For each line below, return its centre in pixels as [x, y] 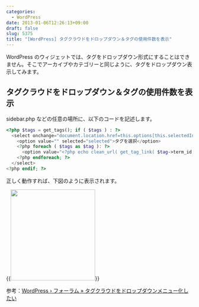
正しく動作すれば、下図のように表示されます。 [63, 181]
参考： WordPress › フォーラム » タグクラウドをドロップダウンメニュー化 [95, 290]
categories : [21, 12]
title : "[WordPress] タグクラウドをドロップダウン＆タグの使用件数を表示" [89, 39]
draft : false [22, 28]
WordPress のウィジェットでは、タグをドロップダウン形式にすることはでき [98, 57]
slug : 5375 [20, 34]
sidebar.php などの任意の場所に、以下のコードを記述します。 [81, 119]
